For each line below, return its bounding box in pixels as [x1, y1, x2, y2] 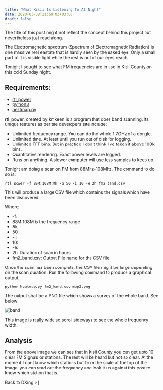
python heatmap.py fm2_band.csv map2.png [5, 284, 91, 289]
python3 [12, 102, 29, 107]
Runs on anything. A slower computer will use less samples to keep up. [12, 157, 155, 163]
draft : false [5, 16, 32, 21]
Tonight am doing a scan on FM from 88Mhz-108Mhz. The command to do [5, 166, 155, 172]
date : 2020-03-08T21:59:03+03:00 [5, 12, 73, 17]
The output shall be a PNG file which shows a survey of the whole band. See [5, 293, 159, 299]
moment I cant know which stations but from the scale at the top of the [5, 360, 147, 365]
